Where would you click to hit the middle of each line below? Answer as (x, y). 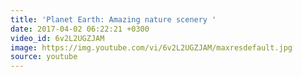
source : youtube (44, 57)
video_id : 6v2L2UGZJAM (57, 38)
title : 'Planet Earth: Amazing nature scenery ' (113, 19)
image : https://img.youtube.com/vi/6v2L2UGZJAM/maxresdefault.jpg (151, 47)
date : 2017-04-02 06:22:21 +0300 (80, 29)
